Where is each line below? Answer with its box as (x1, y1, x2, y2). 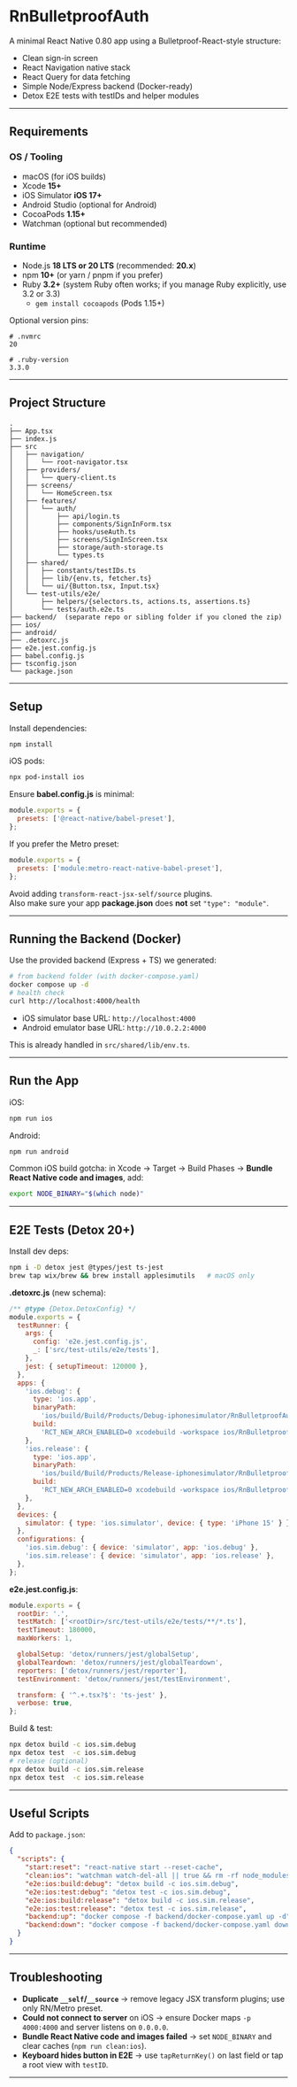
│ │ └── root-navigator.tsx (9, 458, 128, 467)
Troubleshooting (9, 1970, 103, 1985)
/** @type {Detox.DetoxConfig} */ (9, 1304, 137, 1313)
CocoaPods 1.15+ (21, 208, 86, 219)
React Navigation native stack (21, 62, 131, 73)
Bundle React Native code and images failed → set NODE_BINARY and (21, 2030, 272, 2042)
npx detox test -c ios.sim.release (9, 1773, 144, 1782)
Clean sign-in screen (21, 52, 99, 63)
